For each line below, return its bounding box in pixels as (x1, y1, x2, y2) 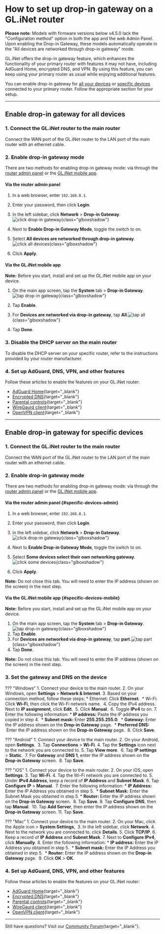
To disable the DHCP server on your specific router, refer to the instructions (5, 350, 158, 356)
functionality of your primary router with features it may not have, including (5, 61, 157, 67)
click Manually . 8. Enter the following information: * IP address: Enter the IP (5, 839, 159, 845)
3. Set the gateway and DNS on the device (5, 674, 107, 681)
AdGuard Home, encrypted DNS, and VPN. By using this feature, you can (5, 66, 153, 72)
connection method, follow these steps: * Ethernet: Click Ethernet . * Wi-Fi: (5, 695, 158, 701)
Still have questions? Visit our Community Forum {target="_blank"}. (5, 923, 140, 929)
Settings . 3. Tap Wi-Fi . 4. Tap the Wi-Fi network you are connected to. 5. (5, 772, 153, 778)
